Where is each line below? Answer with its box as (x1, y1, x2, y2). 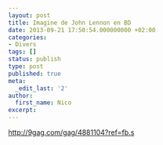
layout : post (8, 11, 51, 20)
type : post (8, 63, 44, 71)
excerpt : (8, 107, 37, 114)
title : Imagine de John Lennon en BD (8, 19, 132, 27)
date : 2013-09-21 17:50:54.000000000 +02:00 (8, 26, 156, 34)
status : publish (8, 56, 61, 63)
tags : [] (8, 48, 37, 56)
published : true (8, 70, 61, 78)
